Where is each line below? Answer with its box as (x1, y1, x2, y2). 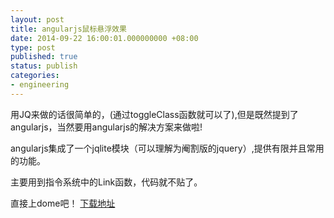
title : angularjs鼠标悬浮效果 (10, 24, 127, 34)
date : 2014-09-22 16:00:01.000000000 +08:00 (10, 33, 199, 43)
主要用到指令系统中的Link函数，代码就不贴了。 (10, 176, 203, 188)
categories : (10, 71, 60, 81)
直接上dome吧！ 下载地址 (10, 197, 116, 209)
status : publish (10, 61, 78, 71)
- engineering (10, 80, 70, 90)
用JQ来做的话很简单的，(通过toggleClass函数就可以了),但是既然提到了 (10, 108, 299, 120)
